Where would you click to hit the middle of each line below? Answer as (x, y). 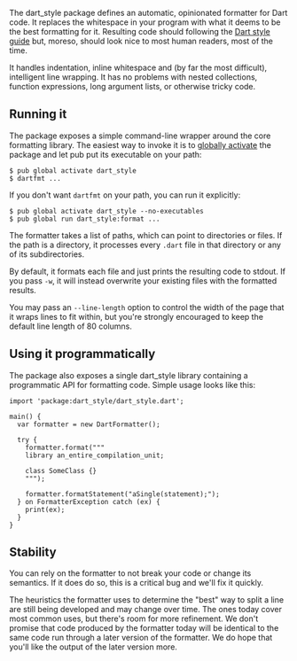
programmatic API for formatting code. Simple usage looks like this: (132, 385)
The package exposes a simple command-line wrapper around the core (140, 136)
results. (23, 290)
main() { (25, 416)
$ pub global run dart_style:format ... (85, 219)
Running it (38, 114)
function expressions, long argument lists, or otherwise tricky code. (133, 86)
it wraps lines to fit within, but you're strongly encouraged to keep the (137, 316)
